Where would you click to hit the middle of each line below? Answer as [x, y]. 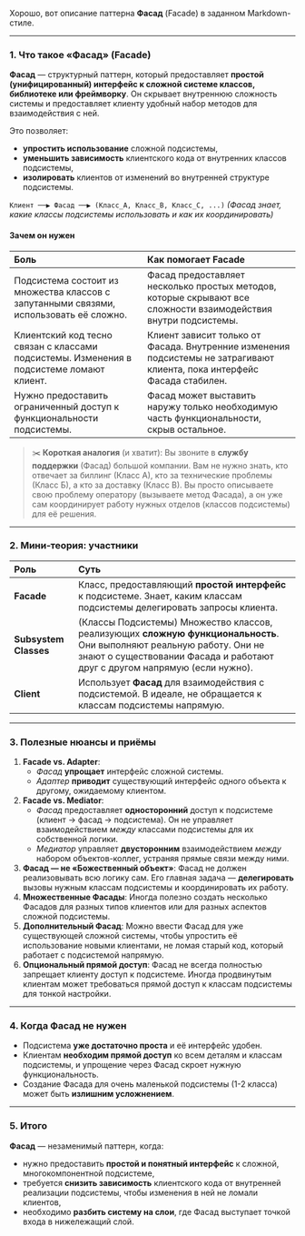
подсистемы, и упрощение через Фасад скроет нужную [132, 1065]
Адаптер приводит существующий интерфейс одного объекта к [161, 781]
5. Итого [29, 1126]
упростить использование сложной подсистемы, [120, 148]
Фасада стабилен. [187, 380]
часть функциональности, [204, 417]
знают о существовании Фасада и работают [176, 656]
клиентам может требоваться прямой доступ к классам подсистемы [157, 984]
